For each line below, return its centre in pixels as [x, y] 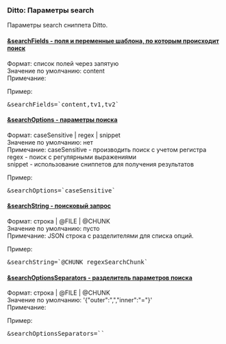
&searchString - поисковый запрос [59, 206]
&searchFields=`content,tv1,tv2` [63, 104]
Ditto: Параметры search [51, 10]
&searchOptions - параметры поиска [62, 120]
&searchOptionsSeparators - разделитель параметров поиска [100, 278]
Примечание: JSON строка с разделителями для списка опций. [100, 236]
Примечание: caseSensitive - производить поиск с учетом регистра [107, 149]
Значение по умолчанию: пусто [53, 228]
